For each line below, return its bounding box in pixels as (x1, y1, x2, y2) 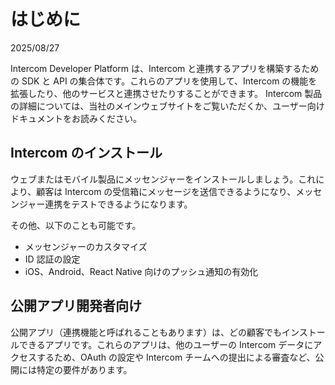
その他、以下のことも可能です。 (10, 219, 142, 231)
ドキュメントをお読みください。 (10, 112, 142, 124)
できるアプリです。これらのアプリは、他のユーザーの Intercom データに (18, 338, 314, 350)
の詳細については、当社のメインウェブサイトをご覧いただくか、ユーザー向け (10, 100, 325, 112)
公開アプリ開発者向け (10, 298, 142, 315)
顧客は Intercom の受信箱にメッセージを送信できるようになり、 (36, 185, 297, 197)
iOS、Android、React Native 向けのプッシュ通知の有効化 (24, 265, 259, 277)
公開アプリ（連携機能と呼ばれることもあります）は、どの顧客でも (10, 326, 282, 338)
